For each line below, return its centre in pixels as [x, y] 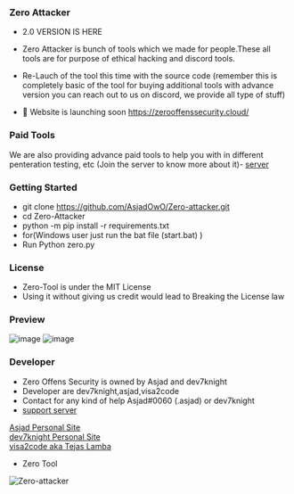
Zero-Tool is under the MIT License [86, 287]
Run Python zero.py [58, 244]
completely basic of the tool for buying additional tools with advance [148, 86]
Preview [27, 320]
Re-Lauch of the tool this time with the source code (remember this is [150, 76]
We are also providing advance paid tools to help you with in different [137, 154]
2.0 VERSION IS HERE [62, 32]
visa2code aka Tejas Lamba [60, 446]
